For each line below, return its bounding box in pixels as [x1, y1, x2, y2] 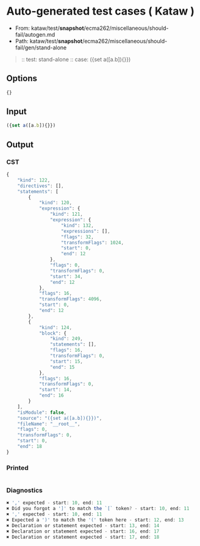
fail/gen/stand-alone [15, 44, 67, 51]
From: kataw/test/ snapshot [15, 24, 84, 32]
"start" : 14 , [38, 387, 72, 393]
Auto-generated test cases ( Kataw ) [6, 4, 195, 18]
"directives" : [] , [17, 183, 64, 189]
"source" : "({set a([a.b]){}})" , [17, 415, 102, 421]
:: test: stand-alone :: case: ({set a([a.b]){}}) [21, 55, 131, 63]
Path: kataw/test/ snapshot [15, 37, 83, 44]
